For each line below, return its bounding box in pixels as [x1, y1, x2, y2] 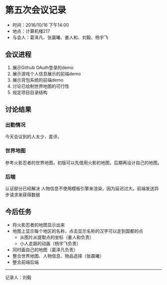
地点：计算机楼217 [12, 28, 50, 34]
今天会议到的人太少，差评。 [5, 134, 62, 140]
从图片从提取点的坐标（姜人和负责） [19, 234, 94, 240]
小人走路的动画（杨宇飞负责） [19, 240, 81, 246]
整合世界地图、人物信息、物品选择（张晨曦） [12, 253, 104, 259]
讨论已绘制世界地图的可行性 [12, 83, 70, 89]
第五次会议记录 [5, 4, 67, 16]
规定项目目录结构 [12, 89, 48, 95]
